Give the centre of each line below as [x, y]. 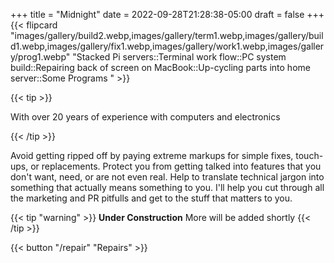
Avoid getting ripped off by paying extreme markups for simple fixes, [152, 155]
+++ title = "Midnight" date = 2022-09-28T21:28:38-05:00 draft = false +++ [167, 14]
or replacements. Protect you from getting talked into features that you [176, 166]
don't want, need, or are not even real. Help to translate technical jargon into [167, 177]
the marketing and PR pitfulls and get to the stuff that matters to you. [151, 198]
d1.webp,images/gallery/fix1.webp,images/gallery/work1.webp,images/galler [167, 46]
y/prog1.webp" [40, 57]
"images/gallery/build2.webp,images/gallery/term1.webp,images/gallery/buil [167, 35]
